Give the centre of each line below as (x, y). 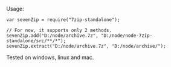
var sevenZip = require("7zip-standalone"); (63, 20)
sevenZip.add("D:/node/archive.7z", (52, 36)
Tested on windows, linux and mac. (50, 57)
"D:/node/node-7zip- (127, 36)
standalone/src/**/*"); (36, 41)
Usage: (15, 9)
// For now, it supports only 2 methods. (59, 30)
